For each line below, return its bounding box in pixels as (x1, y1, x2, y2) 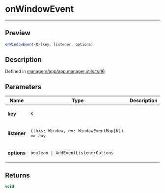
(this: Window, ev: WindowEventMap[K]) (30, 128, 124, 134)
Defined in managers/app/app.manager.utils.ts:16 (5, 69, 105, 74)
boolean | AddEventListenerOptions (30, 150, 114, 156)
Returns (5, 171, 30, 179)
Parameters (5, 82, 42, 91)
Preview (5, 29, 31, 37)
